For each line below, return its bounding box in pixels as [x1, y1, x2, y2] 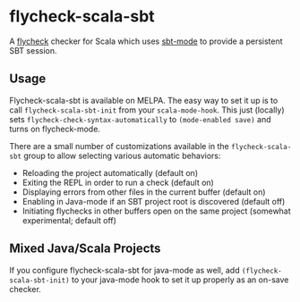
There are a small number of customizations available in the [9, 140, 230, 151]
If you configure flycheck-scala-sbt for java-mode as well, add [9, 264, 240, 275]
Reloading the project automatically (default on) [21, 167, 199, 178]
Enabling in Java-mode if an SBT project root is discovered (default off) [21, 196, 286, 206]
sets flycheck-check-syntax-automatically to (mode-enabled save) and [9, 113, 271, 124]
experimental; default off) [21, 214, 116, 225]
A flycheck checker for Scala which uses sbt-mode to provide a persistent [9, 36, 284, 46]
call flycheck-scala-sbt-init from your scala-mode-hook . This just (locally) [9, 105, 285, 115]
